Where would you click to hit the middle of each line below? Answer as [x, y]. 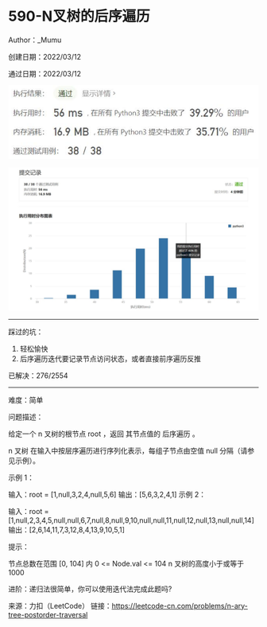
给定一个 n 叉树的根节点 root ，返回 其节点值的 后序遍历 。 [104, 434]
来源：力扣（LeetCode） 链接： [60, 606]
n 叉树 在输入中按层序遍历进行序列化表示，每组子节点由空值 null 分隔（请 [128, 450]
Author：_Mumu [35, 40]
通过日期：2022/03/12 [45, 73]
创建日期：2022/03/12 [45, 56]
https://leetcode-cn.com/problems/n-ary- [180, 606]
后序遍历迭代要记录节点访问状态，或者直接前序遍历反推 [110, 358]
